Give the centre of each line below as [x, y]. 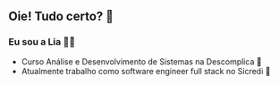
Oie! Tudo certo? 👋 [61, 17]
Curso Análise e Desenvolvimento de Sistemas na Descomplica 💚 [141, 61]
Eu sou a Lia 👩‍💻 [42, 42]
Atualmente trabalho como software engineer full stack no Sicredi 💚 [146, 71]
